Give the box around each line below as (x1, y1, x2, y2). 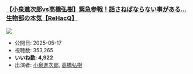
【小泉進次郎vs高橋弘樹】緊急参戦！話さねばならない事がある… (6, 5, 187, 13)
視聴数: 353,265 (14, 47, 54, 54)
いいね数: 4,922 (14, 54, 54, 61)
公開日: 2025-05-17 (14, 39, 62, 46)
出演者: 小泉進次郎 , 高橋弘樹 (14, 62, 82, 69)
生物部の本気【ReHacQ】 (6, 14, 78, 22)
